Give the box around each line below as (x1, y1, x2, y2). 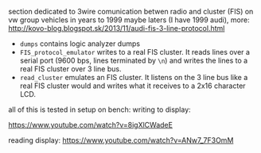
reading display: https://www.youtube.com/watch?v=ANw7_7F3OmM (8, 136, 234, 145)
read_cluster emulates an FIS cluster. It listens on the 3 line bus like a (19, 73, 248, 82)
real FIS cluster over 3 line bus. (19, 64, 122, 74)
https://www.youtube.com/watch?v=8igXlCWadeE (8, 120, 173, 129)
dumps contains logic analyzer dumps (19, 39, 141, 48)
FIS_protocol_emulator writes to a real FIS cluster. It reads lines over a (19, 48, 251, 56)
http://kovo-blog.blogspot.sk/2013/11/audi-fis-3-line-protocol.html (8, 24, 225, 33)
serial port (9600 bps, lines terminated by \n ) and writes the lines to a (19, 55, 248, 65)
